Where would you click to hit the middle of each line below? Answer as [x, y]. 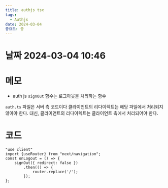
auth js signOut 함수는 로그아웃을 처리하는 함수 [59, 96]
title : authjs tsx [25, 10]
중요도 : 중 [15, 29]
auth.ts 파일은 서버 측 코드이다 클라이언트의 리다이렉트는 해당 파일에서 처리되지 [84, 107]
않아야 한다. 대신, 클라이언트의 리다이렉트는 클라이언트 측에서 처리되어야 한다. [82, 113]
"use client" [19, 150]
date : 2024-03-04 [24, 24]
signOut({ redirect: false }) [46, 163]
